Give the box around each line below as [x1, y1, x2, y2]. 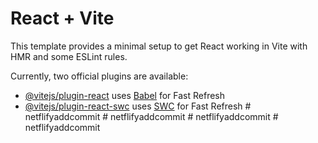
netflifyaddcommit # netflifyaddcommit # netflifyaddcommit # [24, 110, 279, 122]
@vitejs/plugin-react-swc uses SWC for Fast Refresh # [24, 100, 252, 112]
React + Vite [10, 7, 115, 30]
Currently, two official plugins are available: [10, 70, 189, 82]
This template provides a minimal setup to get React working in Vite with [10, 40, 308, 52]
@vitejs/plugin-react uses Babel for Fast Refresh [24, 89, 226, 101]
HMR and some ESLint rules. [10, 50, 128, 62]
